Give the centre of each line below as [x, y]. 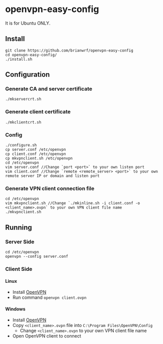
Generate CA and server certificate [49, 89]
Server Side [20, 242]
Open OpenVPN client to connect [47, 336]
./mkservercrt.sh [23, 99]
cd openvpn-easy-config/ [31, 55]
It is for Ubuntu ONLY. [28, 23]
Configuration [28, 74]
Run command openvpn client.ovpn [49, 297]
